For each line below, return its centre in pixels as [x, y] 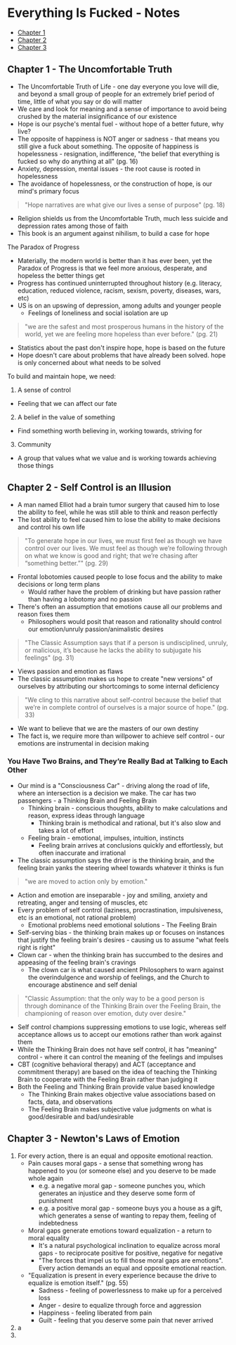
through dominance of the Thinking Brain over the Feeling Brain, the [123, 1006]
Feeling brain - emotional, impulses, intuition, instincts [106, 838]
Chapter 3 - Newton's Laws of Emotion [94, 1139]
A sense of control [44, 390]
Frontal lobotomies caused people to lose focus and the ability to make [120, 576]
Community [34, 444]
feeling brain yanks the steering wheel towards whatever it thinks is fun [120, 867]
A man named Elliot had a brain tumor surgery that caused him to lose [118, 504]
